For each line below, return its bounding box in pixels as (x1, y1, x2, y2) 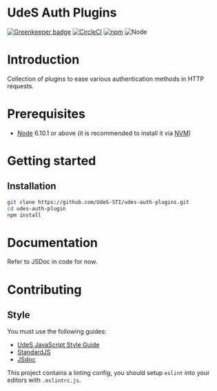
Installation (7, 181, 56, 192)
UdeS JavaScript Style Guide (17, 341, 100, 349)
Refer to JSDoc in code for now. (7, 257, 98, 266)
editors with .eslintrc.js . (7, 376, 81, 384)
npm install (7, 212, 41, 219)
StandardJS (17, 348, 51, 357)
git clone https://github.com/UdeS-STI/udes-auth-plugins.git (7, 199, 189, 205)
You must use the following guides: (7, 328, 107, 336)
